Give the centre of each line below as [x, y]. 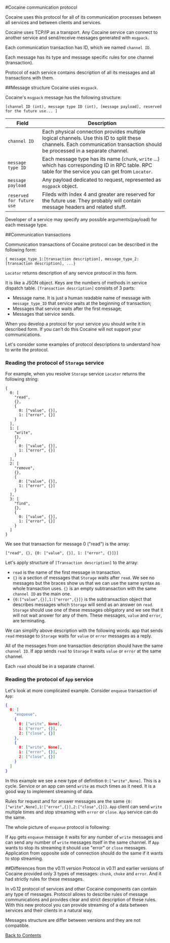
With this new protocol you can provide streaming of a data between [77, 905]
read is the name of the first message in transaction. [67, 572]
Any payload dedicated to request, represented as [102, 180]
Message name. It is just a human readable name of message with [81, 298]
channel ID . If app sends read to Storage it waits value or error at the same [83, 651]
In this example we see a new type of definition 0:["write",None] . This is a [83, 781]
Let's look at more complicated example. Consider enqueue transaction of [81, 691]
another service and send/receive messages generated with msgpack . [77, 38]
